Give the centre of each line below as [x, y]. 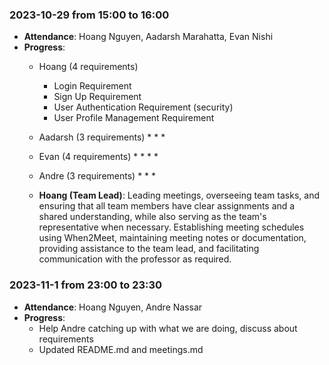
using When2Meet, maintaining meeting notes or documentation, [172, 238]
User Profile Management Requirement [134, 118]
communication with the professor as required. [135, 259]
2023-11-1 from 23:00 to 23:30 [86, 285]
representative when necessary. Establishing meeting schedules [171, 227]
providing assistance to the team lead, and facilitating [149, 249]
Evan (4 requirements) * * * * [98, 157]
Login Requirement [92, 86]
